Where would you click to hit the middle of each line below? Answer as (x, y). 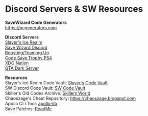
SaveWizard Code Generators (36, 22)
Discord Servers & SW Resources (74, 9)
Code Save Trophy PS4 (29, 58)
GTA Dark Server (22, 68)
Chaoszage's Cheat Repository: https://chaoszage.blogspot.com (71, 98)
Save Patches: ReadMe (28, 109)
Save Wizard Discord (26, 47)
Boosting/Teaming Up (27, 53)
